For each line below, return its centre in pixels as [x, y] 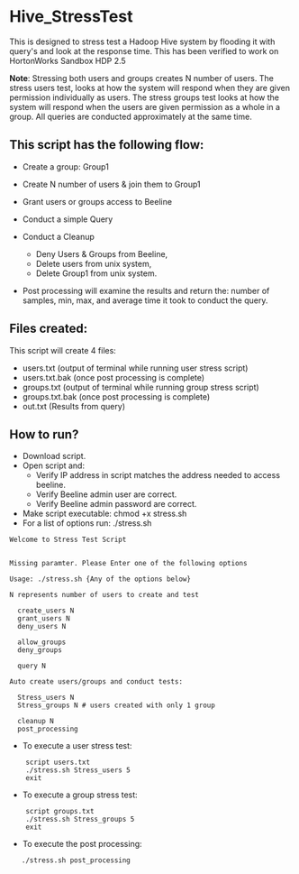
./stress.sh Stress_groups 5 [80, 819]
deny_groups [40, 650]
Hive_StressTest [71, 17]
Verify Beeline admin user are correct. [106, 494]
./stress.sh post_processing [76, 860]
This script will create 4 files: [63, 350]
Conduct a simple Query [68, 219]
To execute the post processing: [82, 844]
